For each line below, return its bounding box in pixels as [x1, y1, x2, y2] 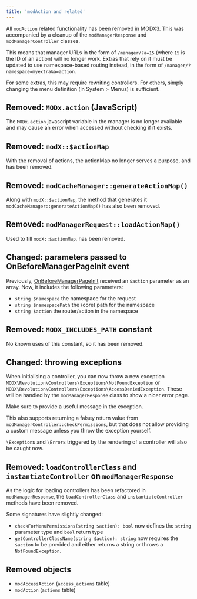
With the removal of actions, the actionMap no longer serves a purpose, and [6, 157, 191, 164]
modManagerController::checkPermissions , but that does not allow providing [6, 421, 189, 428]
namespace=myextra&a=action [6, 68, 75, 74]
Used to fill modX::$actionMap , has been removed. [6, 235, 125, 242]
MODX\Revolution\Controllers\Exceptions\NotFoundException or [6, 379, 161, 387]
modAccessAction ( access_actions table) [14, 580, 110, 587]
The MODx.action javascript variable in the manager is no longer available [6, 118, 182, 125]
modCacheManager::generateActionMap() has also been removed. [6, 202, 161, 210]
